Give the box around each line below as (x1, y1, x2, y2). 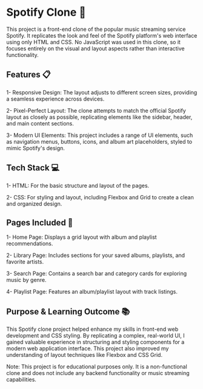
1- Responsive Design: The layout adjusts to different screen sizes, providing (6, 88, 198, 96)
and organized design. (6, 200, 62, 207)
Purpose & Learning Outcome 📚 (6, 306, 130, 317)
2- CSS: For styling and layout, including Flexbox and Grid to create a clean (6, 193, 194, 201)
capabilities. (6, 376, 36, 384)
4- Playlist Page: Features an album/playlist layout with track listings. (6, 288, 178, 296)
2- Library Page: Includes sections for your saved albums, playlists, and (6, 251, 185, 259)
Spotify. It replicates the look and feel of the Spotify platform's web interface (6, 32, 198, 39)
